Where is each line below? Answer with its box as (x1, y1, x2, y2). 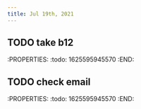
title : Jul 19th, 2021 (7, 10, 74, 18)
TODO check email (7, 76, 91, 88)
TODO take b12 (7, 37, 74, 49)
